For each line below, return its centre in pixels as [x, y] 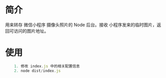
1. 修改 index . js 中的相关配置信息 [47, 66]
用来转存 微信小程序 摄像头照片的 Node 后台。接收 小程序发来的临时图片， [81, 25]
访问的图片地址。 [31, 31]
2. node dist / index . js [37, 71]
